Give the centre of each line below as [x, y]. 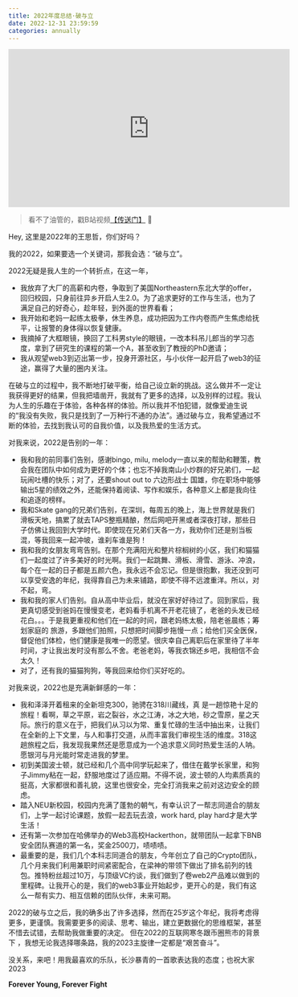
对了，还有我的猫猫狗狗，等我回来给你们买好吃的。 [104, 671]
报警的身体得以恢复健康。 [84, 328]
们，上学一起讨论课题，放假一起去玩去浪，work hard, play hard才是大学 [139, 815]
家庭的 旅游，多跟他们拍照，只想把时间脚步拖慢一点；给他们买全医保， [144, 631]
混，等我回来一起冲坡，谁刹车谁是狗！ [83, 540]
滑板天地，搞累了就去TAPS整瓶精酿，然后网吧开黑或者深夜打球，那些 [135, 520]
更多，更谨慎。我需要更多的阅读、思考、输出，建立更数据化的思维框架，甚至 [135, 923]
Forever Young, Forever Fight [58, 984]
